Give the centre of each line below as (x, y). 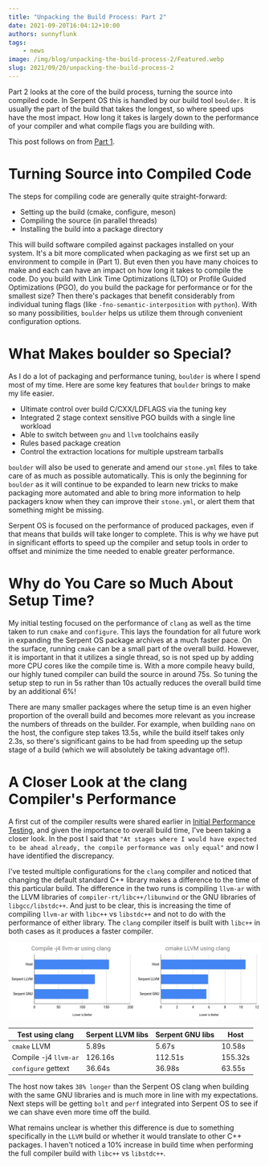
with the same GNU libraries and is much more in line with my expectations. (133, 1094)
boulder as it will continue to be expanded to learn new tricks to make (123, 484)
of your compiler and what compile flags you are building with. (112, 125)
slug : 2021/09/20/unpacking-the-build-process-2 (91, 68)
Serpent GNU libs (185, 1034)
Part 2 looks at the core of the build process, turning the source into (120, 92)
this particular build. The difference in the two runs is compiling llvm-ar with (134, 888)
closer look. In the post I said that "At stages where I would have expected (132, 838)
